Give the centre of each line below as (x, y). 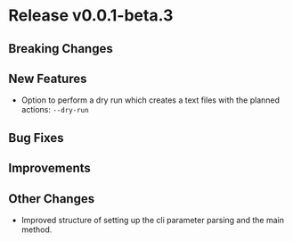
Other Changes (52, 199)
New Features (48, 78)
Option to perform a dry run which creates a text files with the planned (151, 100)
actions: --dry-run (55, 110)
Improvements (49, 168)
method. (37, 229)
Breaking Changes (61, 49)
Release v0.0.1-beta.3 (91, 16)
